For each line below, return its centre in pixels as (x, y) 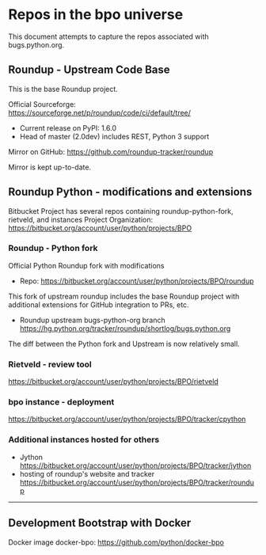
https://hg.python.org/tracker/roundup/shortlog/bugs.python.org (125, 328)
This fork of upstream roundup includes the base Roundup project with (124, 296)
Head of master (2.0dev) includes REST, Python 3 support (114, 136)
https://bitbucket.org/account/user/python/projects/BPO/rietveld (114, 382)
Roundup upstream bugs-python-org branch (92, 320)
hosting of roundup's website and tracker (87, 473)
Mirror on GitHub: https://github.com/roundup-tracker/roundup (111, 151)
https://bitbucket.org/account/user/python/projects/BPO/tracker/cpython (127, 419)
